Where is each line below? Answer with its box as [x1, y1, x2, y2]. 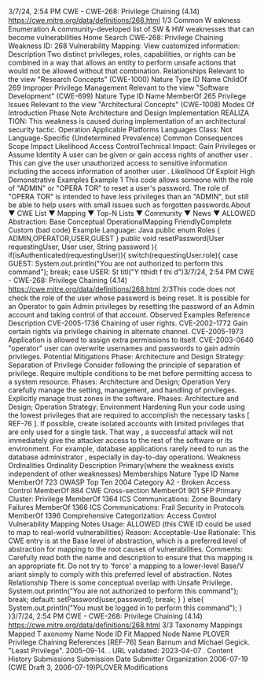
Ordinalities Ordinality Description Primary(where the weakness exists [8, 461, 234, 470]
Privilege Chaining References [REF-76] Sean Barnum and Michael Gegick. [8, 637, 250, 647]
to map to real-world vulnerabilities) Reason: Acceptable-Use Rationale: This [8, 528, 256, 537]
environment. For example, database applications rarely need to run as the [8, 444, 249, 453]
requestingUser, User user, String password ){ [8, 242, 157, 251]
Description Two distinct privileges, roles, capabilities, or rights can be [8, 50, 236, 58]
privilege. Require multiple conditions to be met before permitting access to [8, 369, 253, 377]
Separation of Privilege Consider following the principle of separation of [8, 360, 241, 370]
